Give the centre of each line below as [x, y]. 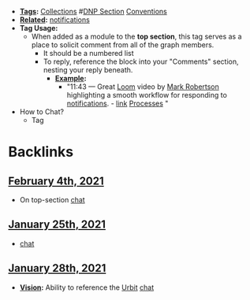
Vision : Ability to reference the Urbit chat [87, 287]
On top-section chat [52, 200]
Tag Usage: [39, 28]
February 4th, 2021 [56, 181]
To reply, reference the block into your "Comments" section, [141, 61]
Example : [71, 78]
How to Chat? [42, 112]
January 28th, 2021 [57, 268]
